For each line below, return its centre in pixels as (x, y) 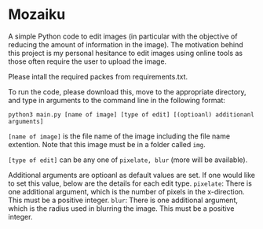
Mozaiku (37, 15)
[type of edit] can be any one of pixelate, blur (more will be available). (128, 160)
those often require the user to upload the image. (88, 61)
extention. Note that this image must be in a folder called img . (107, 144)
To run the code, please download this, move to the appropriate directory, (127, 91)
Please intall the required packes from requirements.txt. (98, 76)
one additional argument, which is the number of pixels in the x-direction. (126, 191)
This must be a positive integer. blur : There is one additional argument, (123, 200)
